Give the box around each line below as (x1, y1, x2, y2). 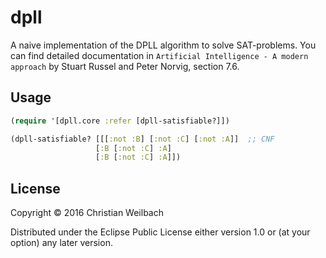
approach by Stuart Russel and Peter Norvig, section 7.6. (10, 60, 240, 72)
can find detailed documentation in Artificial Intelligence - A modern (10, 49, 309, 61)
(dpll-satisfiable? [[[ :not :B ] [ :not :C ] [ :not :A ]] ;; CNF (10, 134, 275, 144)
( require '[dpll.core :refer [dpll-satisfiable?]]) (10, 116, 230, 126)
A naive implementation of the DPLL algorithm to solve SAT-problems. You (10, 39, 317, 51)
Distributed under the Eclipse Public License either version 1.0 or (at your (10, 226, 311, 238)
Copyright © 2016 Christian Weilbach (10, 207, 164, 219)
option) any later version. (10, 237, 113, 249)
